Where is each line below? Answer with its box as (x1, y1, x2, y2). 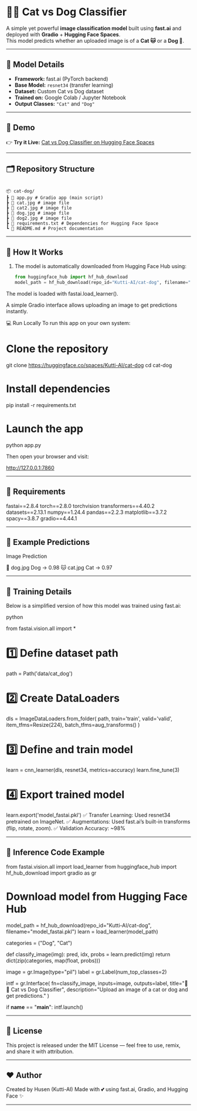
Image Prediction (6, 553, 47, 560)
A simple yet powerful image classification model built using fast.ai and (6, 25, 182, 32)
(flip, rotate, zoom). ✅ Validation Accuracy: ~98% (6, 824, 126, 832)
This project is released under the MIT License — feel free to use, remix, (6, 1041, 181, 1049)
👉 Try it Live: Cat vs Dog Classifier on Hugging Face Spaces (6, 138, 155, 145)
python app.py (6, 441, 42, 448)
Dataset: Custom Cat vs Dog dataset (14, 87, 104, 94)
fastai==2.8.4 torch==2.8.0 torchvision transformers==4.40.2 (6, 502, 155, 509)
